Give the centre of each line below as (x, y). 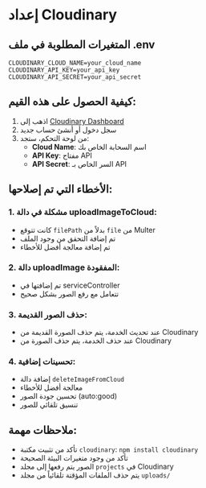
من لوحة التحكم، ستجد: (55, 138)
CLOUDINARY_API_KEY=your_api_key (64, 70)
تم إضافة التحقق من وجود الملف (68, 238)
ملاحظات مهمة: (43, 430)
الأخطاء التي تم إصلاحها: (61, 190)
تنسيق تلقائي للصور (49, 405)
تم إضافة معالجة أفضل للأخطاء (65, 246)
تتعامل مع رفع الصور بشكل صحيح (69, 294)
